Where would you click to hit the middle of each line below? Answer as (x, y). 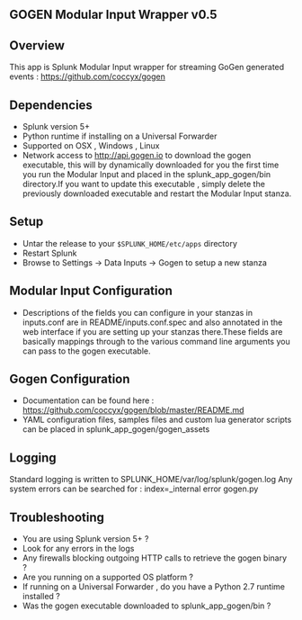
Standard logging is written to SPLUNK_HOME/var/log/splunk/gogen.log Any (151, 480)
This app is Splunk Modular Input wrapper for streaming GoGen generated (147, 67)
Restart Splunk (49, 253)
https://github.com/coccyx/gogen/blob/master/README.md (133, 410)
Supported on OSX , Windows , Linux (91, 146)
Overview (37, 45)
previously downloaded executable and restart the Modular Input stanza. (157, 193)
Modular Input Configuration (91, 291)
